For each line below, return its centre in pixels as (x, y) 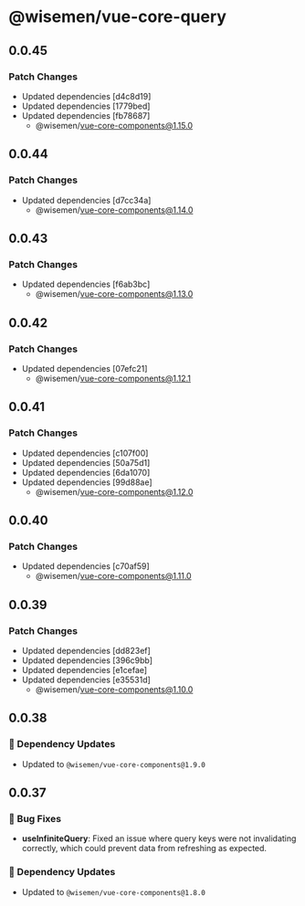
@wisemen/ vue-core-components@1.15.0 (114, 125)
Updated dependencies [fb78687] (86, 115)
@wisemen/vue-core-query (118, 17)
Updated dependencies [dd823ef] (86, 651)
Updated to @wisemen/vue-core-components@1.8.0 (114, 891)
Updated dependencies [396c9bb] (87, 660)
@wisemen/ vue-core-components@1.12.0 (114, 491)
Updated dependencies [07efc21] (84, 368)
